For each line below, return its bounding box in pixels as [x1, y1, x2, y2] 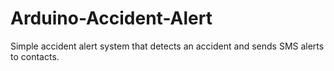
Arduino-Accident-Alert [10, 7, 213, 30]
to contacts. [10, 50, 60, 62]
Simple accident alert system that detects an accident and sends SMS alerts [10, 40, 325, 52]
